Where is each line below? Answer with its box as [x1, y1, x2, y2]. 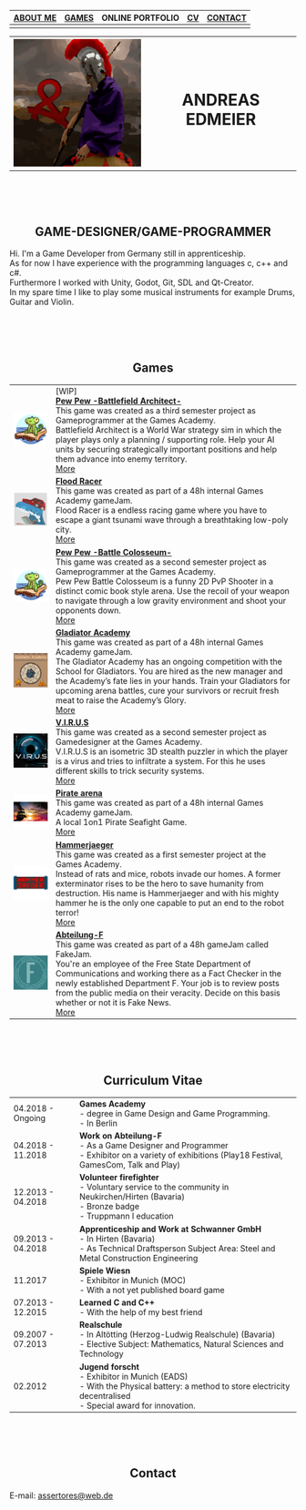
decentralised [78, 1390, 131, 1401]
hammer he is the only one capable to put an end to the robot [55, 897, 284, 908]
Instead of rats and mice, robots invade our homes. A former [55, 868, 281, 879]
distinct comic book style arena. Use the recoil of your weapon [55, 585, 290, 597]
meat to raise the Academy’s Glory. [55, 694, 187, 706]
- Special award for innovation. [78, 1400, 196, 1411]
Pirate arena [55, 788, 103, 799]
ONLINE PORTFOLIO [101, 12, 179, 23]
